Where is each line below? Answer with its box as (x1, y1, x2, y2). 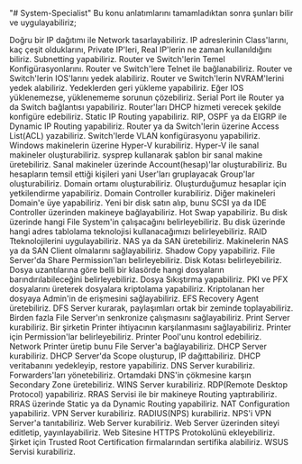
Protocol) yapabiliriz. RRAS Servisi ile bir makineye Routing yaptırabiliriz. (9, 389, 278, 399)
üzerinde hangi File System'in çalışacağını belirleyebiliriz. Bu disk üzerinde (9, 216, 286, 227)
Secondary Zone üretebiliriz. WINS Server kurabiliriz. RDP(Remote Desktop (9, 379, 288, 390)
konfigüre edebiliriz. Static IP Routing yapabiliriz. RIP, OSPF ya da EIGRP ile (9, 112, 287, 122)
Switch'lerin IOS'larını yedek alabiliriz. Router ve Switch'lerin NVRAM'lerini (9, 73, 285, 84)
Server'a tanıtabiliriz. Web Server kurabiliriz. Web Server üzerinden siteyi (9, 418, 279, 428)
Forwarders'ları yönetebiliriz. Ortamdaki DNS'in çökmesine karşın (9, 369, 252, 380)
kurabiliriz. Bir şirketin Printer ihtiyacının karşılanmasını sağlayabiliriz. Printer (9, 322, 291, 332)
